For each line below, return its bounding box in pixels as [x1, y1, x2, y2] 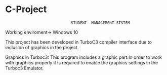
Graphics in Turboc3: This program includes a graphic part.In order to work [5, 54, 162, 60]
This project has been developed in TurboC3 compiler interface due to [5, 39, 152, 45]
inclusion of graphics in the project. [5, 44, 79, 50]
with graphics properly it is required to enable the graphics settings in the [5, 59, 158, 65]
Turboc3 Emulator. [5, 65, 44, 71]
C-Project [5, 4, 47, 15]
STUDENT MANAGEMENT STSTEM [70, 20, 130, 25]
